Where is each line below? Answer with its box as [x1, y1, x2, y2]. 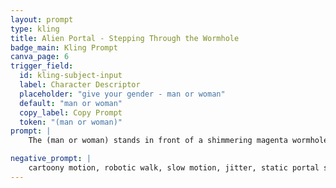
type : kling [10, 24, 60, 34]
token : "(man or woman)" [19, 117, 123, 127]
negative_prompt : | [10, 154, 92, 164]
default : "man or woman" [19, 98, 123, 108]
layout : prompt [10, 14, 74, 25]
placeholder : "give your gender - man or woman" [19, 89, 226, 99]
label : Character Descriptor [19, 80, 141, 90]
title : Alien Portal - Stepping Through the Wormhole [10, 33, 240, 43]
